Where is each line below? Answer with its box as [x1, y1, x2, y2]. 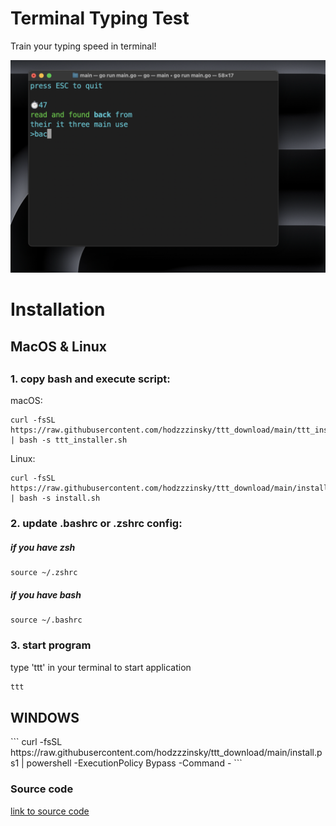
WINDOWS [10, 709, 80, 726]
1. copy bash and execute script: [10, 372, 171, 386]
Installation [10, 298, 106, 321]
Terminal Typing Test [10, 7, 190, 30]
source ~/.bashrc [10, 615, 83, 626]
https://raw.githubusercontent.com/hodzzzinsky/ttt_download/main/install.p [10, 747, 323, 759]
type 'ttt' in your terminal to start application [10, 661, 192, 673]
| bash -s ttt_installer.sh [10, 435, 128, 446]
